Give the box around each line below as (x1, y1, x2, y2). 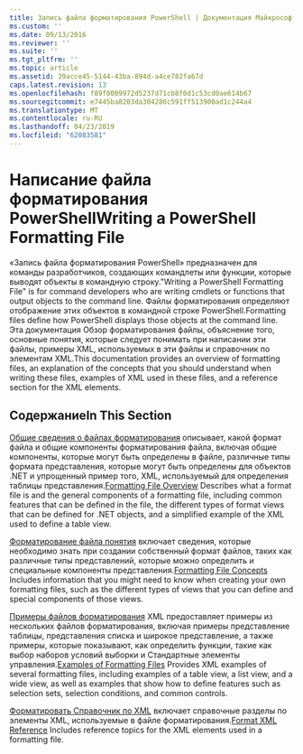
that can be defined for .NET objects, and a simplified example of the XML (9, 508, 285, 519)
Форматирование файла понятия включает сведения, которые (9, 535, 252, 546)
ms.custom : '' (9, 22, 63, 31)
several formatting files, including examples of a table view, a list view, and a (9, 668, 293, 679)
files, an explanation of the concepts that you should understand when (9, 362, 272, 373)
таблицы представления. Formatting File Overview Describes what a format (9, 479, 292, 490)
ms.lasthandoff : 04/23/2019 (9, 123, 115, 132)
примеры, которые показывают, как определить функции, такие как (9, 639, 272, 650)
